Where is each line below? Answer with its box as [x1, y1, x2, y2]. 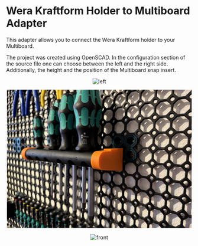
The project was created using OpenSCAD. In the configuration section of [6, 54, 186, 61]
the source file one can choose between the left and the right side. [6, 60, 168, 67]
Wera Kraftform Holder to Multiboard [6, 4, 190, 18]
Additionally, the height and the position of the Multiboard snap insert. [6, 66, 176, 73]
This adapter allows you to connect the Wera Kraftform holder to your [6, 36, 176, 43]
